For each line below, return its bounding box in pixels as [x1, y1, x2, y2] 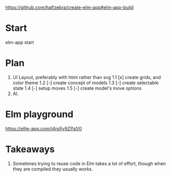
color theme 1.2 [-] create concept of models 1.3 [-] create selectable [12, 80, 159, 86]
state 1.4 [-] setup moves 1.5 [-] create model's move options [12, 85, 142, 91]
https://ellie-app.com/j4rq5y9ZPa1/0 [5, 125, 82, 131]
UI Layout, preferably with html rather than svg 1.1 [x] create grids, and [12, 74, 161, 80]
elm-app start [5, 39, 34, 45]
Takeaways [5, 144, 55, 155]
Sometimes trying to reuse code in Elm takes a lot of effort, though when [12, 160, 166, 166]
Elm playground [5, 109, 74, 120]
